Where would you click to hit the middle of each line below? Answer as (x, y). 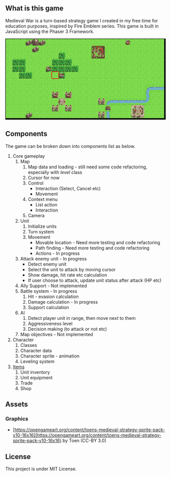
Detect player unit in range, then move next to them (82, 318)
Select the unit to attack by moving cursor (72, 270)
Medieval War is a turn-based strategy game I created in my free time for (82, 20)
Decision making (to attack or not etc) (67, 329)
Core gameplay (28, 156)
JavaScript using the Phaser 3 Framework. (50, 31)
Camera (36, 215)
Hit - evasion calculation (53, 296)
